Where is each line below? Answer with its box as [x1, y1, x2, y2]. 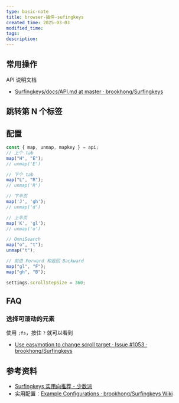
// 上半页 [6, 215, 28, 221]
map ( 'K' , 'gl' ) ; [6, 220, 46, 226]
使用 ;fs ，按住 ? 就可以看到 [6, 329, 73, 336]
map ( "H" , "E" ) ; [6, 155, 44, 161]
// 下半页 [6, 193, 28, 199]
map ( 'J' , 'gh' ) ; [6, 199, 46, 205]
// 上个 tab [6, 150, 34, 156]
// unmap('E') [6, 160, 41, 167]
